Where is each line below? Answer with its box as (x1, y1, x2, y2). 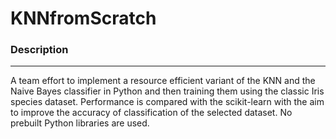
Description (10, 43, 69, 57)
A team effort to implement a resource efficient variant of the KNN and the (10, 75, 316, 87)
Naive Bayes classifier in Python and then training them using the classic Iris (10, 85, 325, 97)
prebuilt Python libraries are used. (10, 117, 150, 129)
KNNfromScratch (10, 7, 157, 30)
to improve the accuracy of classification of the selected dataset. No (10, 107, 293, 119)
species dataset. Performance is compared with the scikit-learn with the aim (10, 96, 325, 108)
